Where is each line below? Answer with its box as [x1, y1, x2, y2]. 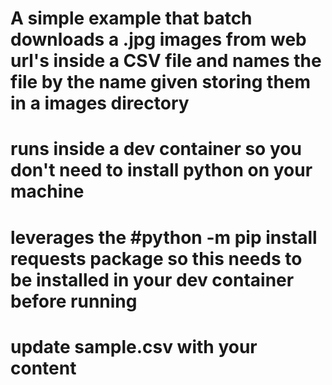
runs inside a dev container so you [10, 138, 302, 161]
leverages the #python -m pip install [10, 226, 318, 249]
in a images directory [10, 92, 190, 115]
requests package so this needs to [10, 247, 303, 270]
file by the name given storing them [10, 71, 312, 94]
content [10, 357, 77, 379]
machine [10, 180, 85, 203]
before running [10, 290, 138, 312]
